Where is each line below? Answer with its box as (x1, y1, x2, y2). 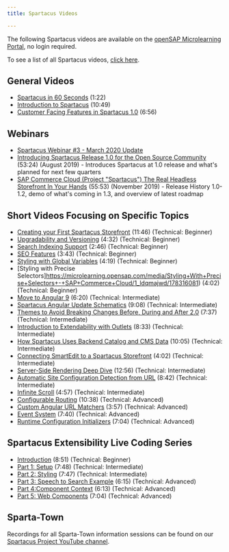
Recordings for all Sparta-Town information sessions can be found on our (7, 529, 214, 538)
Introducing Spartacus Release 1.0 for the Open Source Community (16, 154, 206, 162)
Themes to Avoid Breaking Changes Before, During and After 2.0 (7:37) (16, 308, 217, 316)
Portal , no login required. (7, 42, 77, 50)
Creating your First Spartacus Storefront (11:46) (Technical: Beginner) (16, 228, 213, 237)
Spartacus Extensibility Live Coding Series (7, 437, 193, 449)
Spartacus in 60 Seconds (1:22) (16, 93, 106, 101)
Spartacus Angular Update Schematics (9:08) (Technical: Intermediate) (16, 301, 217, 309)
